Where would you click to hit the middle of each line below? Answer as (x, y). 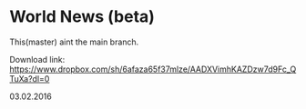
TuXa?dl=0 (30, 78)
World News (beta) (82, 17)
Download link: (37, 59)
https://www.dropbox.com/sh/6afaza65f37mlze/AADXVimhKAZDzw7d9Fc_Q (153, 69)
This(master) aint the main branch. (74, 42)
